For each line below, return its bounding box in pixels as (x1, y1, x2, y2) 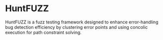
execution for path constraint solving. (5, 29, 82, 35)
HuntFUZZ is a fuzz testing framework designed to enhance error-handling (5, 19, 159, 25)
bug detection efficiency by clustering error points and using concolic (5, 24, 148, 30)
